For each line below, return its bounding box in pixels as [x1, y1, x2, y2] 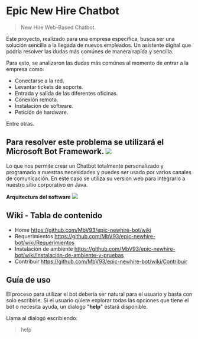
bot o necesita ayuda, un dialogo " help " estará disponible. [6, 303, 148, 311]
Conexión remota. [14, 96, 59, 103]
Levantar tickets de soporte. [14, 83, 84, 90]
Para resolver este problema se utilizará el [6, 137, 164, 148]
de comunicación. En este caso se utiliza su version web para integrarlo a [6, 175, 186, 182]
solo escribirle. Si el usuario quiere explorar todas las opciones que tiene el [6, 297, 189, 304]
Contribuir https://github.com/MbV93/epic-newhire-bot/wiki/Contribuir [14, 258, 187, 265]
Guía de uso [6, 274, 51, 285]
